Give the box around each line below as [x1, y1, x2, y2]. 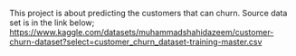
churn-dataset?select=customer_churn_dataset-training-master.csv [9, 36, 263, 47]
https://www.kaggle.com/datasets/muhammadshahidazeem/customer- [9, 27, 274, 37]
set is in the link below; [9, 17, 95, 28]
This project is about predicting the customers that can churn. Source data [9, 8, 288, 18]
